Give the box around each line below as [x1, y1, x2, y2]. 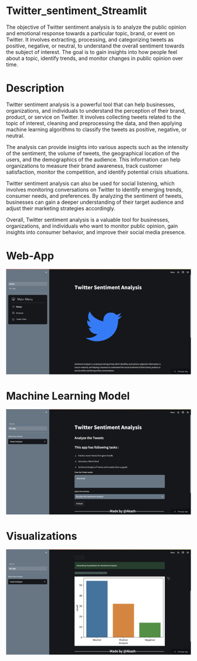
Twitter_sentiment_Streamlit [6, 4, 148, 18]
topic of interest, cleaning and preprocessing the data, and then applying [6, 119, 182, 127]
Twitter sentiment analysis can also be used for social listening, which [6, 180, 175, 187]
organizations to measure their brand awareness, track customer [6, 162, 163, 169]
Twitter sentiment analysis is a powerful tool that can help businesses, [6, 101, 176, 108]
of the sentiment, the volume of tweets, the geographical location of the [6, 150, 180, 157]
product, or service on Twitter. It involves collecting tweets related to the [6, 113, 181, 120]
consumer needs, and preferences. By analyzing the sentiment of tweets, [6, 192, 184, 199]
